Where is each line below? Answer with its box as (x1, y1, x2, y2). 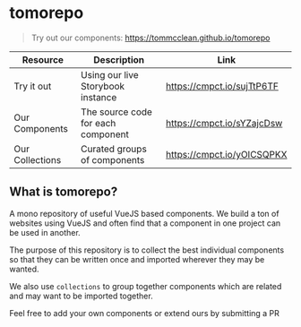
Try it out (13, 80, 52, 92)
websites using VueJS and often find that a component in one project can (9, 218, 281, 228)
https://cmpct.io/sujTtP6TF (165, 80, 279, 92)
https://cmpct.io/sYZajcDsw (165, 116, 283, 129)
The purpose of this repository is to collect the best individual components (9, 245, 285, 255)
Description (93, 53, 145, 65)
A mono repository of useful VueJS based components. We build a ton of (9, 208, 279, 219)
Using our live (80, 68, 139, 81)
